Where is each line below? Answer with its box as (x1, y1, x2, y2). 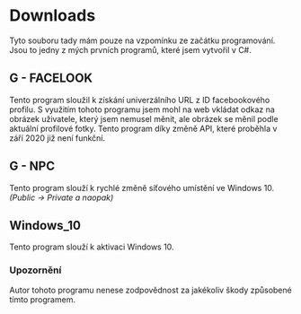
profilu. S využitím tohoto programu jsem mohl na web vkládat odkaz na (9, 104, 276, 115)
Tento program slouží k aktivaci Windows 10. (9, 241, 174, 252)
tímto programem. (9, 293, 76, 305)
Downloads (9, 5, 96, 26)
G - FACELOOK (9, 71, 93, 86)
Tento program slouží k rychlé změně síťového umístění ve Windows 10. (9, 182, 275, 193)
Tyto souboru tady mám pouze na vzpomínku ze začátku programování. (9, 35, 276, 46)
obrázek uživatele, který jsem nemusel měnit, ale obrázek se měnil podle (9, 113, 279, 124)
